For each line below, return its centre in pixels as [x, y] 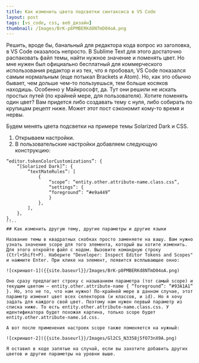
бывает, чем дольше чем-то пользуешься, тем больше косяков [87, 83]
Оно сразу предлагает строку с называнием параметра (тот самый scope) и [100, 281]
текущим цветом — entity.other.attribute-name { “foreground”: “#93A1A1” [100, 286]
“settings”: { [66, 187]
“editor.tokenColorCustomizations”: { [54, 161]
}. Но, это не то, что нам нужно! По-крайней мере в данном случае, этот [100, 292]
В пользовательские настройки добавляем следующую [86, 144]
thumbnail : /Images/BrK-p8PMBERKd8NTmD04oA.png [66, 28]
